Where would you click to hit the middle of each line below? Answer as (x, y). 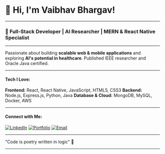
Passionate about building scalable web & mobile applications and (73, 53)
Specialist (17, 37)
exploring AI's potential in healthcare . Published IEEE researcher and (76, 58)
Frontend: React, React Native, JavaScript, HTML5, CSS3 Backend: (74, 90)
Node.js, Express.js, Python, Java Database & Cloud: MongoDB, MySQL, (79, 95)
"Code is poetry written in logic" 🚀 (40, 142)
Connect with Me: (24, 117)
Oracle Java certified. (27, 63)
